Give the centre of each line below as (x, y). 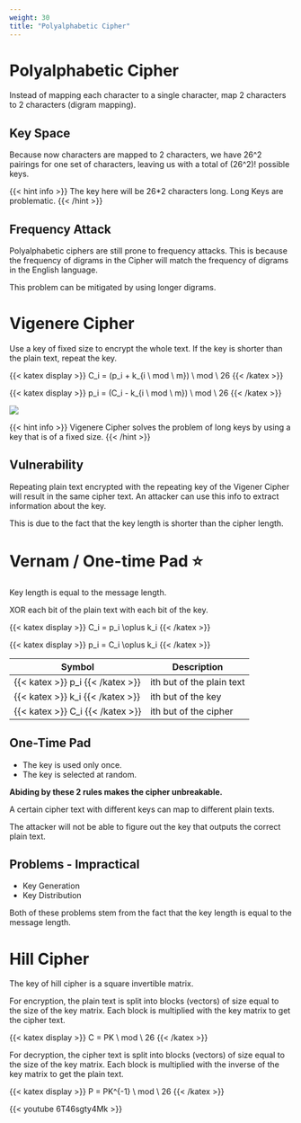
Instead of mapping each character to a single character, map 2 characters (148, 95)
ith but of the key (186, 696)
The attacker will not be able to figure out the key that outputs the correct (145, 826)
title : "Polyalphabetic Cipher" (70, 26)
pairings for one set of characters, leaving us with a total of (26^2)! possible (150, 165)
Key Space (40, 133)
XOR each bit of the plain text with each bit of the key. (109, 610)
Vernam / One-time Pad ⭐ (106, 561)
